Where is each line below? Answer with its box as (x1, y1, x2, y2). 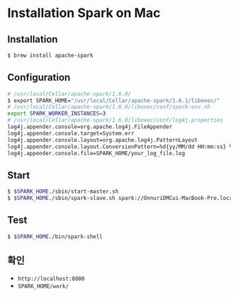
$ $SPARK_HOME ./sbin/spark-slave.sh (7, 195, 115, 202)
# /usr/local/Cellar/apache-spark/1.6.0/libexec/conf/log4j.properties (7, 117, 223, 124)
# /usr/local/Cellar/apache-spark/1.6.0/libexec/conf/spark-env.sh (7, 103, 211, 111)
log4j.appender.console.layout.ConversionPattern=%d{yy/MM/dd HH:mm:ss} (7, 143, 227, 150)
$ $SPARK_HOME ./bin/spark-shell (7, 232, 103, 240)
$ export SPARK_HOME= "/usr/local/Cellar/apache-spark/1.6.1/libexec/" (7, 97, 220, 104)
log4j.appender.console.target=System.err (7, 130, 135, 137)
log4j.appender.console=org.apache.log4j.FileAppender (7, 123, 173, 130)
